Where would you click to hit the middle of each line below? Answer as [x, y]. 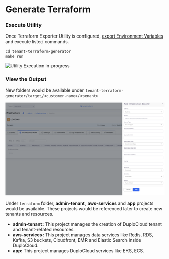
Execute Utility [24, 25]
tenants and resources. [29, 214]
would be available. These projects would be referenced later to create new [84, 209]
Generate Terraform [48, 9]
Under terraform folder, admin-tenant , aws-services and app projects [79, 203]
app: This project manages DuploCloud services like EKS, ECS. [78, 251]
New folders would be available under [45, 90]
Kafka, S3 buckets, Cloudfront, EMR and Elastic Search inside [77, 240]
